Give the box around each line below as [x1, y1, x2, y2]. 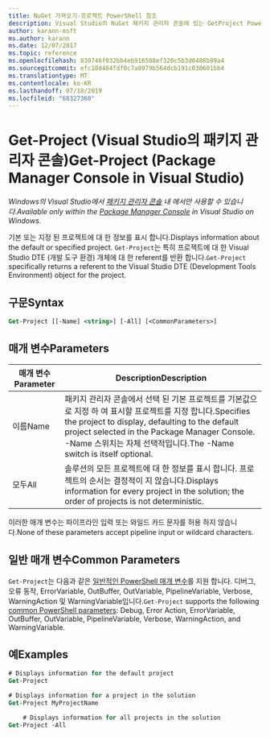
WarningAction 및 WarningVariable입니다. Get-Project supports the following [8, 596, 260, 606]
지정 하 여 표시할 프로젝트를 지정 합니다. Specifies [73, 405, 251, 416]
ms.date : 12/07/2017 [8, 42, 78, 50]
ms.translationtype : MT [8, 72, 88, 80]
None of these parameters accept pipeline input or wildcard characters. [16, 527, 255, 536]
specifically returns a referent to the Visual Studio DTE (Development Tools [8, 262, 256, 271]
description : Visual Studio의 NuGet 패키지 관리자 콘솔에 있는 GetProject [8, 19, 243, 27]
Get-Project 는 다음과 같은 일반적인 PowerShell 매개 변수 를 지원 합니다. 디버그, [8, 576, 256, 586]
